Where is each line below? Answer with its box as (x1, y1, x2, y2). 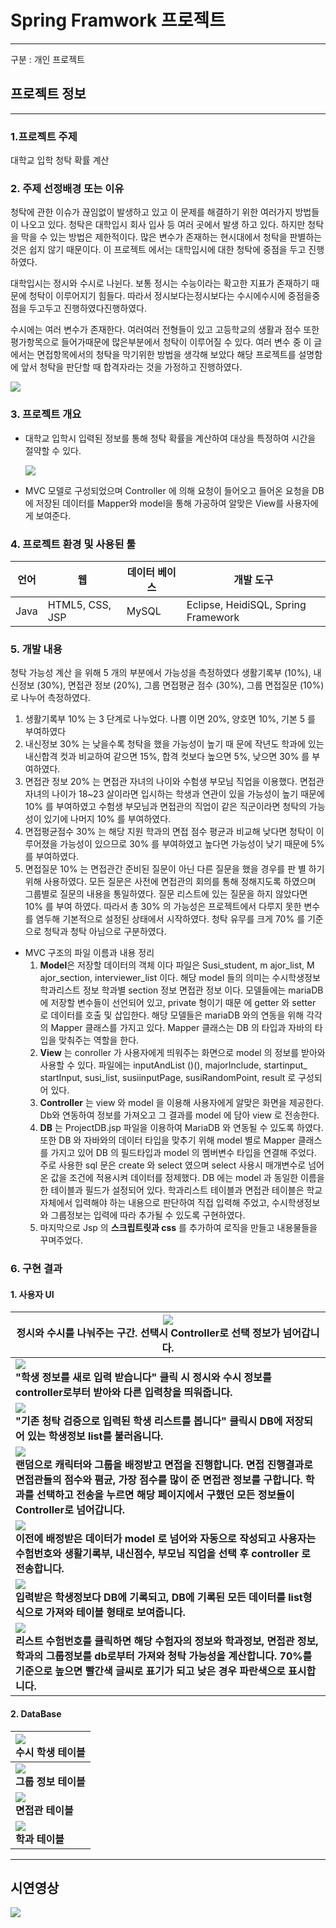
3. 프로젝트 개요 (10, 407, 82, 421)
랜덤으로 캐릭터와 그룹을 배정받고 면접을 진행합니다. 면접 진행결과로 (15, 1458, 313, 1472)
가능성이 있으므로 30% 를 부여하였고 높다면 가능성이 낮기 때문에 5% (59, 838, 325, 850)
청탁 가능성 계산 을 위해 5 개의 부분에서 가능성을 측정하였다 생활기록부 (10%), (10, 667, 312, 679)
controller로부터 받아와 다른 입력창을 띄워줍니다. (15, 1386, 233, 1400)
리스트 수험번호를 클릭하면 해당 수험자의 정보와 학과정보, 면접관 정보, (15, 1634, 319, 1648)
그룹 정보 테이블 (15, 1774, 86, 1788)
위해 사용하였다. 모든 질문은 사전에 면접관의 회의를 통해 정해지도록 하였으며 (24, 876, 317, 888)
